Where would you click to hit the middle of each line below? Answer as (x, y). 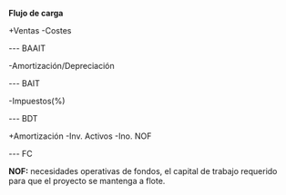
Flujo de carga (36, 13)
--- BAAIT (27, 48)
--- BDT (23, 118)
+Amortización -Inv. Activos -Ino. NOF (80, 136)
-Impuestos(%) (37, 101)
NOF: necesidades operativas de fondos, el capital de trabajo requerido (143, 171)
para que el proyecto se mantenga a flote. (87, 181)
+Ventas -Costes (40, 30)
